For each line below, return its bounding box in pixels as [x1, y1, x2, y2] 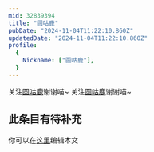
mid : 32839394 [8, 11, 56, 20]
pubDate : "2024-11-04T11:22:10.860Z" [8, 26, 134, 34]
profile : [8, 42, 38, 50]
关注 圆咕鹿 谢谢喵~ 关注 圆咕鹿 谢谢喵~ [8, 86, 132, 96]
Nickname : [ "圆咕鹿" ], [22, 57, 94, 65]
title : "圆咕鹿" [8, 19, 59, 27]
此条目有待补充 [8, 113, 82, 126]
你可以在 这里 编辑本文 [8, 135, 78, 145]
